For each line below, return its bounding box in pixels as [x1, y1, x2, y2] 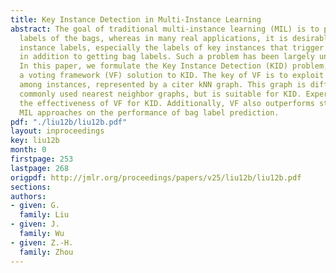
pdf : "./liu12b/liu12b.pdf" [10, 117, 128, 127]
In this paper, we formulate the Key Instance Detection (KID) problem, [19, 61, 329, 71]
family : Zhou [19, 247, 74, 257]
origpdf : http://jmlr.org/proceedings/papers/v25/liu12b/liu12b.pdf [10, 172, 302, 183]
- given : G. [10, 201, 60, 211]
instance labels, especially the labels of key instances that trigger [19, 42, 325, 53]
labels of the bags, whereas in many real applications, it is [19, 33, 288, 43]
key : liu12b [10, 136, 60, 146]
